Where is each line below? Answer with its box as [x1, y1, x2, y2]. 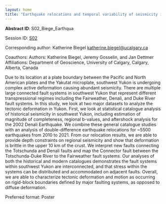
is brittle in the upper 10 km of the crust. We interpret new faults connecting [5, 142, 159, 148]
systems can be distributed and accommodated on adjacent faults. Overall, [5, 168, 158, 174]
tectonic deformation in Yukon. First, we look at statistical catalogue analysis [5, 106, 161, 112]
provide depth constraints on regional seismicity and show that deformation [5, 137, 159, 143]
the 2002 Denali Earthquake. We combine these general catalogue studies [5, 122, 157, 127]
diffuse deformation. [5, 184, 47, 190]
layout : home [5, 7, 32, 12]
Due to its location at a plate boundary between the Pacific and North [5, 74, 146, 80]
